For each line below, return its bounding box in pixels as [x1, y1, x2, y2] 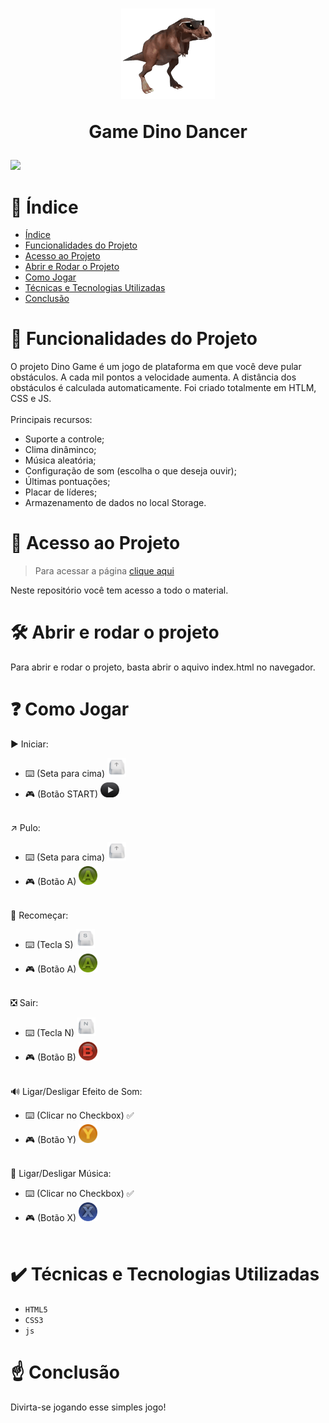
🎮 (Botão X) [24, 1212, 77, 1224]
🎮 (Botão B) [24, 1051, 77, 1063]
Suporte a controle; [24, 433, 105, 445]
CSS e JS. [10, 393, 52, 405]
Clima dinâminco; [24, 444, 97, 456]
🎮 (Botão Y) [24, 1134, 77, 1146]
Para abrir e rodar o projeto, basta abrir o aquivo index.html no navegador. [10, 661, 316, 673]
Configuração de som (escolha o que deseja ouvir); [24, 465, 237, 477]
